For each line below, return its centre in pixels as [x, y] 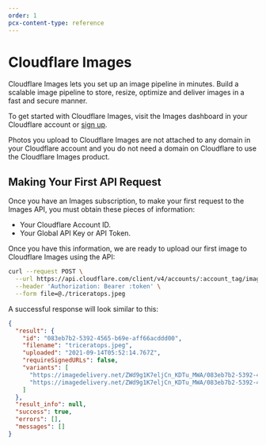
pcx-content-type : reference [56, 23]
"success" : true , [44, 412]
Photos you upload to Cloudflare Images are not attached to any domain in [129, 140]
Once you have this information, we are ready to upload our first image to [128, 249]
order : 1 [23, 15]
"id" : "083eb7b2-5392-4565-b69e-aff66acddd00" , [102, 338]
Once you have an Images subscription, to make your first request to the [126, 201]
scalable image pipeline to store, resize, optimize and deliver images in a [126, 93]
